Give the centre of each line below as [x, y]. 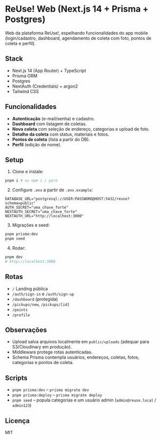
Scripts [16, 378]
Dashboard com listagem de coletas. [49, 124]
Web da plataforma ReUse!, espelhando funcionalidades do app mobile [77, 33]
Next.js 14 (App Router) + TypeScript [49, 70]
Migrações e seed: [31, 225]
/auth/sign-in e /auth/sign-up [43, 294]
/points [20, 310]
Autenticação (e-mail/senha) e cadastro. [53, 118]
